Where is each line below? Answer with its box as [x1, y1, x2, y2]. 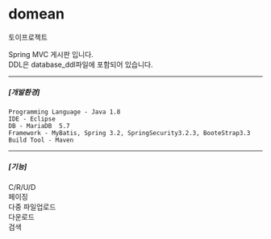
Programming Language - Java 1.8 [8, 108, 121, 116]
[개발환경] [8, 87, 40, 97]
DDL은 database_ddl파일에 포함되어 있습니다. [8, 60, 153, 69]
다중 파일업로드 [8, 202, 56, 212]
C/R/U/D [8, 182, 36, 192]
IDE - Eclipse [8, 114, 56, 123]
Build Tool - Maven [8, 136, 74, 144]
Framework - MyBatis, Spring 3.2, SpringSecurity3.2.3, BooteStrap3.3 [8, 129, 251, 137]
